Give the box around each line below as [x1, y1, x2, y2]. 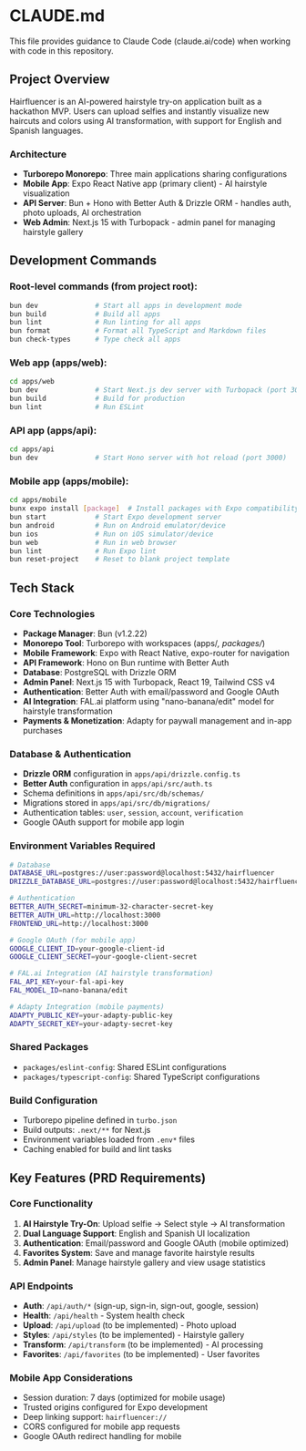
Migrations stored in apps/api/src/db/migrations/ [22, 798, 211, 808]
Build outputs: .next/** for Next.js [22, 1125, 151, 1136]
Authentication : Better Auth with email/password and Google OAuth [22, 685, 280, 697]
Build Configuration [9, 1094, 98, 1106]
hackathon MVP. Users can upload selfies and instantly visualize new [9, 106, 270, 117]
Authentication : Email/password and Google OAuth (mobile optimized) [22, 1237, 290, 1249]
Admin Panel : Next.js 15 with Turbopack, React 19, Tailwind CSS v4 [22, 676, 276, 687]
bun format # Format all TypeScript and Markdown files [9, 326, 267, 335]
